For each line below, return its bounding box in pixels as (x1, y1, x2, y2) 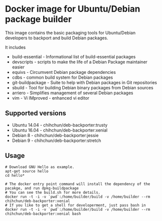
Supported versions (5, 109, 66, 118)
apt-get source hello (5, 169, 49, 173)
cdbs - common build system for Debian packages (12, 74, 113, 80)
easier (12, 64, 25, 70)
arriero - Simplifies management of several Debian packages (12, 90, 133, 96)
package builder (5, 14, 72, 25)
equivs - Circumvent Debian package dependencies (12, 69, 116, 75)
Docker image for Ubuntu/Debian (5, 3, 140, 15)
